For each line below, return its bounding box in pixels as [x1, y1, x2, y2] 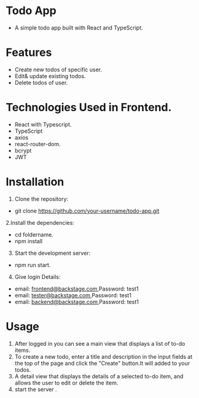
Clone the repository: [14, 195, 69, 203]
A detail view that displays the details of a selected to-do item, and [14, 372, 184, 380]
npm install [14, 237, 43, 244]
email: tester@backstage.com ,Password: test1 [14, 291, 131, 298]
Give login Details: [14, 273, 61, 280]
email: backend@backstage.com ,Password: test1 [14, 298, 139, 305]
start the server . [14, 385, 57, 393]
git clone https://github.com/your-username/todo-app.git [14, 207, 160, 214]
